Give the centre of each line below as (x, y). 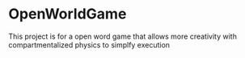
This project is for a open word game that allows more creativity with (122, 36)
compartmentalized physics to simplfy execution (89, 44)
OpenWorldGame (68, 14)
